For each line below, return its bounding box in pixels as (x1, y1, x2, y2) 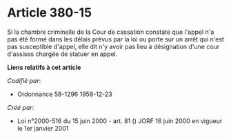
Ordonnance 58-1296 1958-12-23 (17, 90, 112, 98)
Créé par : (7, 103, 34, 111)
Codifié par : (7, 76, 41, 84)
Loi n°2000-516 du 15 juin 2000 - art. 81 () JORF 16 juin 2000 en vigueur (17, 116, 223, 125)
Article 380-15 (7, 5, 92, 21)
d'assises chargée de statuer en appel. (7, 50, 118, 58)
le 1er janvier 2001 (17, 124, 69, 132)
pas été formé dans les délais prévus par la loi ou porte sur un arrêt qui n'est (7, 35, 224, 43)
